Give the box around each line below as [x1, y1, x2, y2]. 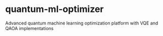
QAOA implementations [5, 25, 54, 31]
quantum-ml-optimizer [5, 3, 104, 15]
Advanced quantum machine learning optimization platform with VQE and [5, 20, 158, 26]
